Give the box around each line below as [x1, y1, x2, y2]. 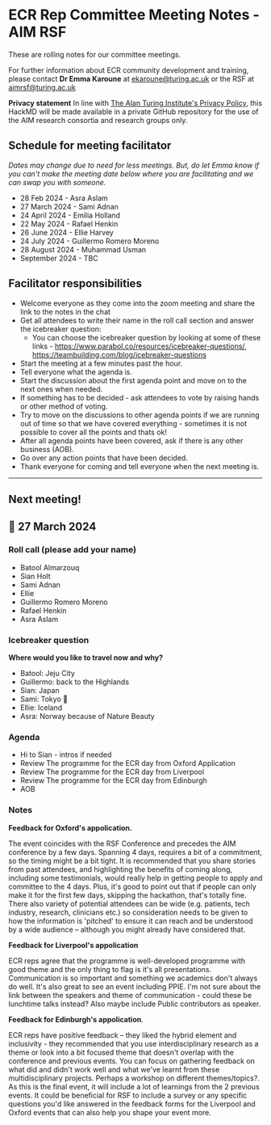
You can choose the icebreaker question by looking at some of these [31, 332, 261, 342]
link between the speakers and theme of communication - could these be [8, 990, 252, 1000]
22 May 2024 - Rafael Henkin [19, 218, 119, 228]
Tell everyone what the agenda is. [19, 366, 133, 377]
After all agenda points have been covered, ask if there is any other [19, 435, 244, 446]
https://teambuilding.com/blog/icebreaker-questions [31, 349, 207, 359]
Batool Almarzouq [19, 562, 80, 572]
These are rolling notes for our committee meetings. [8, 49, 181, 59]
